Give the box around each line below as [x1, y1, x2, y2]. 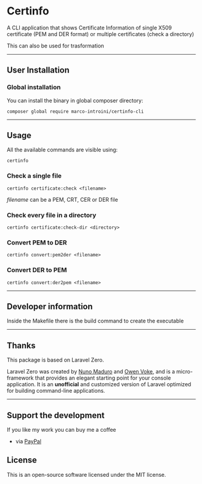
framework [7, 374, 34, 382]
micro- [176, 368, 193, 375]
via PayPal [15, 438, 41, 445]
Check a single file [7, 172, 62, 180]
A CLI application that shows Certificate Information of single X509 [7, 24, 172, 31]
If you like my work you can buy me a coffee [7, 426, 116, 434]
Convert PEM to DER [7, 238, 68, 247]
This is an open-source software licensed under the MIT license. [7, 471, 167, 478]
